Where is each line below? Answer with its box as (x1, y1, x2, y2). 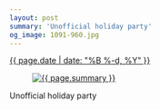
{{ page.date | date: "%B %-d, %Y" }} (9, 55, 151, 66)
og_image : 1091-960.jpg (9, 30, 100, 39)
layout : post (9, 13, 59, 23)
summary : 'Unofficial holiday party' (9, 22, 153, 31)
